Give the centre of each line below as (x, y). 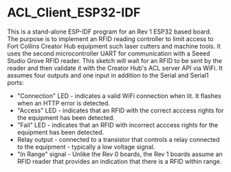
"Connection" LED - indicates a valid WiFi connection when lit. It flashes (119, 96)
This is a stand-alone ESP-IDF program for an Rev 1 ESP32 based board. (109, 32)
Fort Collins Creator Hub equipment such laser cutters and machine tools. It (114, 46)
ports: (15, 82)
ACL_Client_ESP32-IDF (74, 13)
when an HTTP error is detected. (63, 103)
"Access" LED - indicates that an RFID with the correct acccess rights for (120, 110)
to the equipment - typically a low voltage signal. (86, 147)
